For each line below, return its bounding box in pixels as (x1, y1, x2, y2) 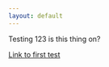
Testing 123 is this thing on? (8, 34, 101, 44)
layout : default (8, 11, 63, 20)
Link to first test (8, 49, 61, 59)
